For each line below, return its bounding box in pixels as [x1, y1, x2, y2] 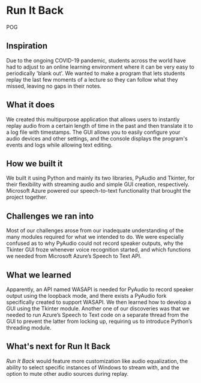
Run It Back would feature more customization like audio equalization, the [6, 357, 188, 364]
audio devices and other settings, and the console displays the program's [6, 134, 188, 142]
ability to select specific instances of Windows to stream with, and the [6, 364, 179, 371]
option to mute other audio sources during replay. [6, 370, 129, 377]
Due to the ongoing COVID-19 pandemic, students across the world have [6, 56, 186, 64]
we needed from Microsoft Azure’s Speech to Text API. [6, 253, 142, 260]
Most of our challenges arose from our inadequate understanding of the [6, 227, 184, 234]
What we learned [6, 270, 71, 280]
